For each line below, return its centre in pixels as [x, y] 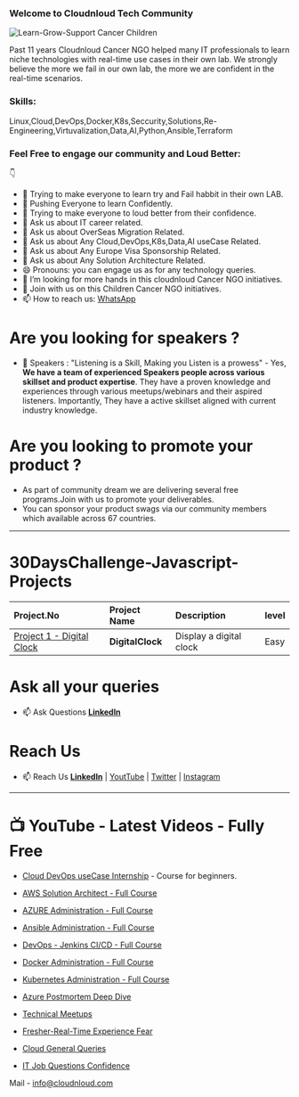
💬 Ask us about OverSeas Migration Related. [103, 232]
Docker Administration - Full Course [88, 962]
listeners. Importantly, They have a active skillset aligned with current [149, 400]
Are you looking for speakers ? [125, 338]
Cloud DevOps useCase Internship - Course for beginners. [129, 875]
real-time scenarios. [46, 78]
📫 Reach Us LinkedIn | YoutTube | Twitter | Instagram [121, 776]
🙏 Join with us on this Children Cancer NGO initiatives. [122, 289]
